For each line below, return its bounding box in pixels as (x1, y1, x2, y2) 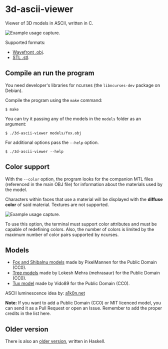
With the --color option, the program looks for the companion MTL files (5, 176, 153, 182)
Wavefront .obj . (12, 49, 44, 55)
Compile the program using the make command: (5, 97, 102, 103)
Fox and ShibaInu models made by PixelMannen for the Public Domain (12, 259, 157, 265)
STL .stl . (12, 54, 30, 60)
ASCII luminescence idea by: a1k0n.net (5, 290, 85, 296)
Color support (5, 162, 50, 171)
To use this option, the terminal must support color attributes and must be (5, 221, 157, 227)
